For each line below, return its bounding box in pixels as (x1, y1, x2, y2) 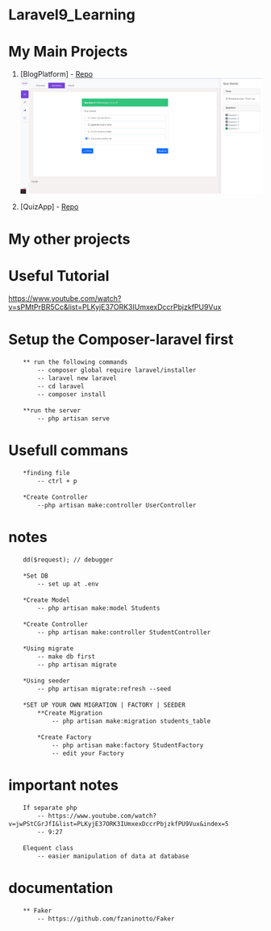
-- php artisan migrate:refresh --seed (37, 684, 172, 693)
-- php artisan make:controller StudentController (37, 628, 211, 637)
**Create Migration (37, 708, 103, 717)
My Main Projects (8, 43, 128, 61)
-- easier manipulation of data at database (37, 852, 190, 860)
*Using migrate (23, 644, 74, 653)
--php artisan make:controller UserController (37, 501, 197, 509)
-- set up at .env (37, 579, 99, 588)
